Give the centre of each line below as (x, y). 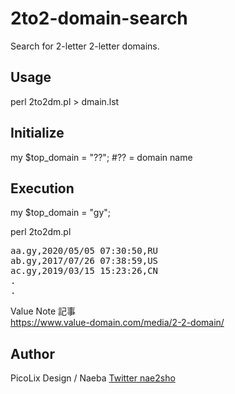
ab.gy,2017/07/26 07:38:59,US (84, 261)
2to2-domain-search (99, 18)
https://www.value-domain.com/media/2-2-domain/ (117, 323)
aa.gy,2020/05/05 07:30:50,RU (84, 251)
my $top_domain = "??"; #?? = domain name (101, 157)
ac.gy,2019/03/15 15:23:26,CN (84, 271)
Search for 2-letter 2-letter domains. (85, 46)
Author (32, 353)
